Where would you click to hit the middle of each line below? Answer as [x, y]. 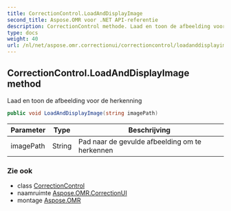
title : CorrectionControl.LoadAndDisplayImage [75, 13]
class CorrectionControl [51, 186]
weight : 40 [23, 39]
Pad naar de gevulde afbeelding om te [140, 142]
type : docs [23, 33]
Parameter [28, 130]
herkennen [96, 150]
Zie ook [20, 170]
